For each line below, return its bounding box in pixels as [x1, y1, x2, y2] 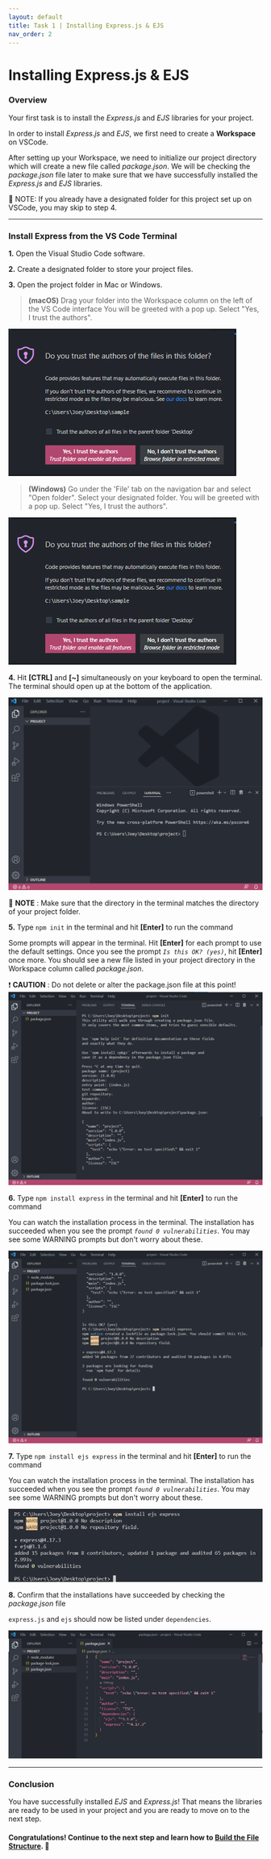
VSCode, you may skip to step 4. [8, 203, 117, 212]
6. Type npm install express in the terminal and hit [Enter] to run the [8, 1193, 238, 1202]
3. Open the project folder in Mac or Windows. [8, 280, 163, 290]
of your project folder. [8, 906, 81, 916]
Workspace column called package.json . [8, 963, 144, 973]
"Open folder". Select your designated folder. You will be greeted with [27, 493, 260, 503]
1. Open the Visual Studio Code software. [8, 249, 145, 258]
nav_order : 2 [8, 30, 52, 38]
